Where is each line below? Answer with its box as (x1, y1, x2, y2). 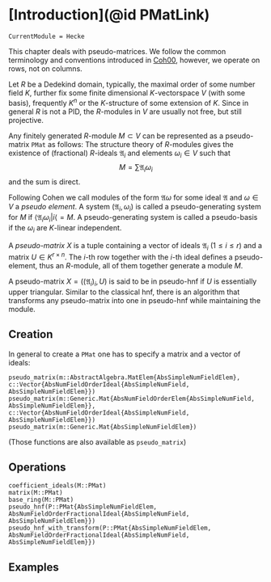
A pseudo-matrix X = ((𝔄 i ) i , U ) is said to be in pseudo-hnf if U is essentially (8, 276, 257, 288)
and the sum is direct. (8, 177, 81, 187)
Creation (8, 327, 53, 341)
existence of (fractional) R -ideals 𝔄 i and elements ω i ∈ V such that (8, 148, 231, 159)
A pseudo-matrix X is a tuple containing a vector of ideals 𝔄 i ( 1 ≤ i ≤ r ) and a (8, 240, 263, 252)
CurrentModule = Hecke (8, 32, 85, 40)
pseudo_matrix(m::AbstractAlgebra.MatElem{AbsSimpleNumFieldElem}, (8, 373, 241, 382)
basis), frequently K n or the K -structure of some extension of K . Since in (8, 96, 249, 108)
